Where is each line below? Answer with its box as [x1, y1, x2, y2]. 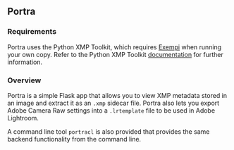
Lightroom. [7, 113, 39, 122]
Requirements [7, 27, 57, 37]
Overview [7, 75, 42, 85]
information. [7, 58, 43, 66]
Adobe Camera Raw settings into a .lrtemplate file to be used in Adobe [7, 106, 216, 115]
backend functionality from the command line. [7, 135, 142, 143]
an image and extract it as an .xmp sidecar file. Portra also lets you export [7, 99, 220, 107]
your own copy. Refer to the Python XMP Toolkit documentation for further [7, 50, 223, 58]
